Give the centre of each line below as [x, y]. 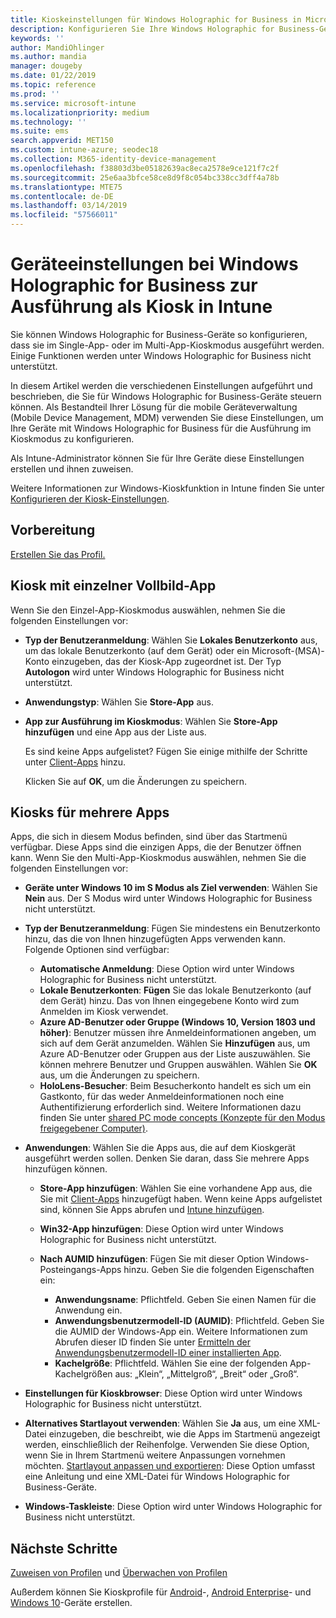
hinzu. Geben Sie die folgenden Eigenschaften [219, 1270]
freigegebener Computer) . [94, 1128]
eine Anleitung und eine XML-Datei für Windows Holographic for [157, 1477]
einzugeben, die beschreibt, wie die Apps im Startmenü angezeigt [184, 1434]
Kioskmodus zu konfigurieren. [72, 438]
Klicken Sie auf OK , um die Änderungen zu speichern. [135, 781]
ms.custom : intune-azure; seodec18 [84, 150]
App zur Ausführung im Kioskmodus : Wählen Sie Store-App [151, 721]
